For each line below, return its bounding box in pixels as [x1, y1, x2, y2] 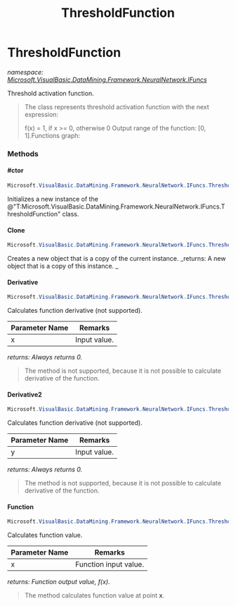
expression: [24, 110, 58, 118]
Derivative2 [7, 390, 42, 399]
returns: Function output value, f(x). [7, 578, 110, 586]
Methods [7, 149, 39, 159]
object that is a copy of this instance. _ [7, 262, 119, 271]
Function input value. [74, 559, 145, 569]
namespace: [7, 68, 44, 76]
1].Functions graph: [24, 131, 81, 140]
